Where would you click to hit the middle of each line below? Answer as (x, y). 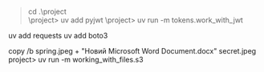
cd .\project (47, 12)
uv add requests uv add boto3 (58, 36)
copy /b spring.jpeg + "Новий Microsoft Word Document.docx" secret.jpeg (132, 51)
